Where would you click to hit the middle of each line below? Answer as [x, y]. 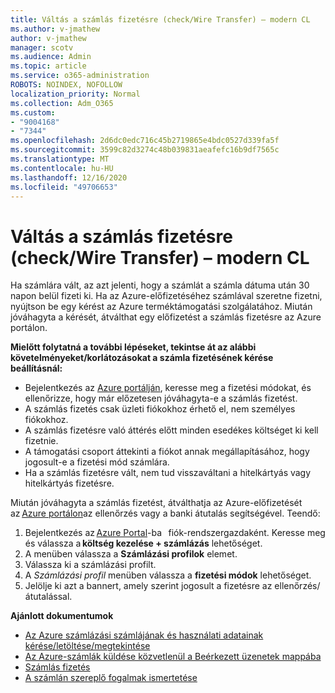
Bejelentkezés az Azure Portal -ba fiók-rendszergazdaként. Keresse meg [175, 533]
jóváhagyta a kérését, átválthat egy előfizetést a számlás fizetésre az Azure [166, 317]
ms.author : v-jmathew [55, 29]
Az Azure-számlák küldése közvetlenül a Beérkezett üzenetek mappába [173, 657]
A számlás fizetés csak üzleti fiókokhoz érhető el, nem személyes [160, 409]
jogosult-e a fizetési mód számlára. [97, 462]
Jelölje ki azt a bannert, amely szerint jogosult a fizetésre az [148, 586]
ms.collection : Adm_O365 [62, 103]
